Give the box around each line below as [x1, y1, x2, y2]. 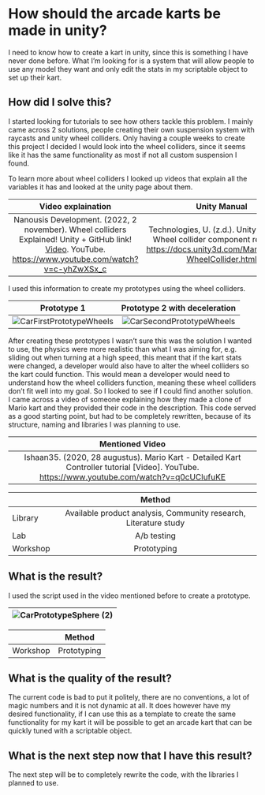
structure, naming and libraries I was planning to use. [8, 420, 181, 429]
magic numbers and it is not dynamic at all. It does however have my [8, 701, 231, 711]
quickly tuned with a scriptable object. [8, 726, 132, 736]
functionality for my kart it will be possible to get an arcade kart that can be [8, 718, 252, 727]
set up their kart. [8, 73, 62, 82]
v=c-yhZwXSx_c [43, 263, 107, 274]
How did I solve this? [8, 95, 112, 109]
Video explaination [39, 200, 112, 211]
